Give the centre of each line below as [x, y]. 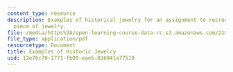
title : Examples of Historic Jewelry [62, 52]
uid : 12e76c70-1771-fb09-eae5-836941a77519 [71, 58]
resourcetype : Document [42, 45]
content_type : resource [42, 13]
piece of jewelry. [40, 26]
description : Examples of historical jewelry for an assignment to [107, 20]
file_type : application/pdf [48, 39]
